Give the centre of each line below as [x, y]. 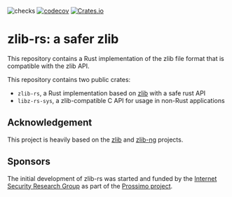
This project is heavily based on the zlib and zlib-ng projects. [95, 140]
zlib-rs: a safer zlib [63, 39]
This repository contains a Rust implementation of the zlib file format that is [116, 58]
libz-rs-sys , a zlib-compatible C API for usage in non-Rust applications [121, 100]
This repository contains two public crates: [69, 79]
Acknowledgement [50, 123]
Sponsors [29, 162]
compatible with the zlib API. [48, 66]
